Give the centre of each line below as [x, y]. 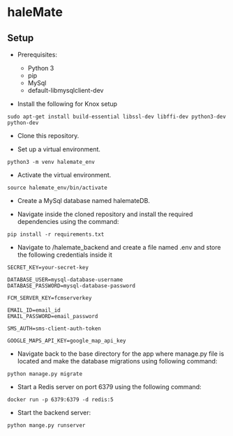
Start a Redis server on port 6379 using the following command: [109, 387]
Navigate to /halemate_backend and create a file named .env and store [119, 247]
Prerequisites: [37, 54]
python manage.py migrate [45, 374]
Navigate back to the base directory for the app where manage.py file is [121, 354]
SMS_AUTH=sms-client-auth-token [54, 329]
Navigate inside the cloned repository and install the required [105, 214]
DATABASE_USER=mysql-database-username [65, 280]
